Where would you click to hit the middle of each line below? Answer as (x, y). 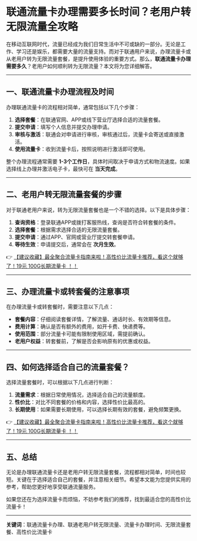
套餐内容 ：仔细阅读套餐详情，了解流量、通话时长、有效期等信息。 (94, 319)
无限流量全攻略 (42, 27)
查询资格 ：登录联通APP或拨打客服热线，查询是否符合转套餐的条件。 (97, 222)
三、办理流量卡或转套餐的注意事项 (68, 291)
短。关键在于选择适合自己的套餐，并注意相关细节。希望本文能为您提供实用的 (98, 479)
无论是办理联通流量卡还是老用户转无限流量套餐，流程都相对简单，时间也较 (96, 472)
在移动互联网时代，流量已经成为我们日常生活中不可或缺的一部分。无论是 (93, 44)
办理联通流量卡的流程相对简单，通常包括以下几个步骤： (73, 107)
